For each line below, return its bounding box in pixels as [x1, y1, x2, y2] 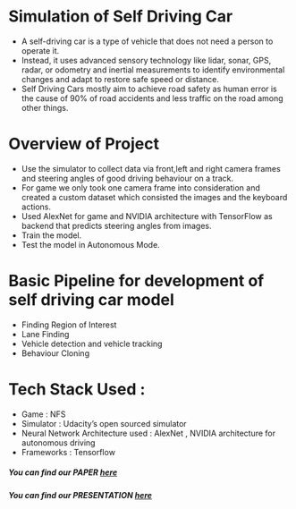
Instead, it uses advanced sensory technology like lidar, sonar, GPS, [21, 55, 272, 65]
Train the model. [21, 230, 82, 241]
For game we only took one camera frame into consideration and [21, 182, 260, 193]
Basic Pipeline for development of [8, 271, 265, 292]
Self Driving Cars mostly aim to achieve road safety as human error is [21, 83, 278, 94]
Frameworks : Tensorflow [21, 446, 115, 457]
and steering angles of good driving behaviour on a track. [21, 173, 234, 183]
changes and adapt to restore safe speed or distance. [21, 73, 220, 84]
